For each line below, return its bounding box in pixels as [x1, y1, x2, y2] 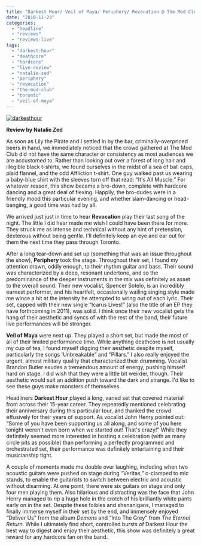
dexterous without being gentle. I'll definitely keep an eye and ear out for [6, 232, 185, 239]
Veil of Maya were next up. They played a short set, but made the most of [6, 331, 188, 339]
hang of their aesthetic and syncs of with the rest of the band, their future [6, 313, 188, 321]
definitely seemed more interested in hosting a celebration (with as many [6, 432, 186, 439]
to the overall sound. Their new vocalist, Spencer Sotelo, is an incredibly [6, 282, 184, 289]
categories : [6, 20, 36, 26]
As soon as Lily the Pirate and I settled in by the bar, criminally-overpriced [6, 137, 188, 144]
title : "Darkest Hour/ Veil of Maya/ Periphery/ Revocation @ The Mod [6, 8, 186, 15]
